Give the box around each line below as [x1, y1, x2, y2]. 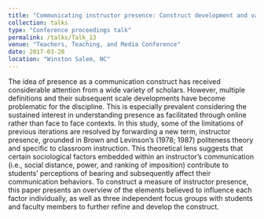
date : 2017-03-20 [8, 48, 65, 56]
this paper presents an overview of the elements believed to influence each [8, 185, 253, 195]
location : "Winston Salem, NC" [8, 56, 111, 64]
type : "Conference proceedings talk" [8, 26, 132, 34]
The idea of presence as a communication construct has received [8, 76, 222, 86]
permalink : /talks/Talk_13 [8, 33, 97, 42]
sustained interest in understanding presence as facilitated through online [8, 110, 247, 119]
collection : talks [8, 19, 68, 27]
